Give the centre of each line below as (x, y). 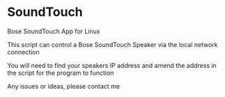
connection (23, 52)
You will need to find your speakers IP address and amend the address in (112, 65)
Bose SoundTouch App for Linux (54, 31)
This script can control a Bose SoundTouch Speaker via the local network (113, 44)
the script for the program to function (61, 73)
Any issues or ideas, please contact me (64, 86)
